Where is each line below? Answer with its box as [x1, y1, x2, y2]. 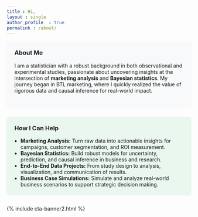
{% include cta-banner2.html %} [6, 205, 86, 212]
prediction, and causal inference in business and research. [20, 156, 162, 163]
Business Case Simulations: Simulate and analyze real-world [20, 175, 169, 182]
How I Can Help [14, 124, 59, 132]
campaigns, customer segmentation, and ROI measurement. [20, 144, 166, 150]
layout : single [6, 14, 46, 20]
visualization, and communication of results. [20, 168, 127, 175]
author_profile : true [6, 19, 65, 25]
